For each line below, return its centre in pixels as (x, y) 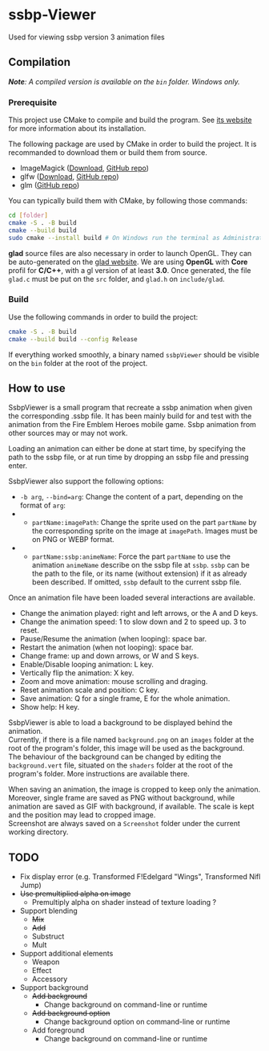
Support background (54, 988)
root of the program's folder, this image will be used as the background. (126, 748)
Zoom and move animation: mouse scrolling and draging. (114, 682)
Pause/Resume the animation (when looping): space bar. (113, 639)
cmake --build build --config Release (73, 339)
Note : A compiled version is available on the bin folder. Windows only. (124, 81)
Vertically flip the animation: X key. (77, 673)
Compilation (39, 62)
